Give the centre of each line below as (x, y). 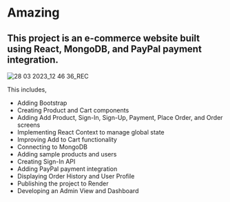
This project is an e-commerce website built (104, 38)
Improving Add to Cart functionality (67, 140)
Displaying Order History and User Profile (76, 176)
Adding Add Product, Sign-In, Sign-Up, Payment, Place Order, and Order (120, 118)
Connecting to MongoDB (52, 147)
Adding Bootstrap (42, 103)
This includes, (27, 90)
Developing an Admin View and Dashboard (78, 191)
